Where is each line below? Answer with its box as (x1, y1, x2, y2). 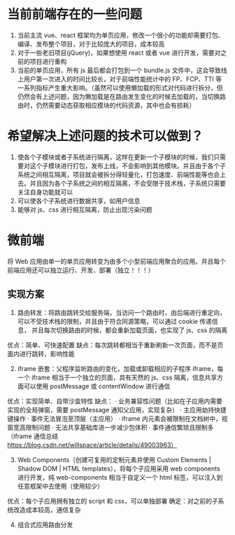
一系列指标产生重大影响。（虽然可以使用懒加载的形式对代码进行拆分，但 (17, 83, 223, 92)
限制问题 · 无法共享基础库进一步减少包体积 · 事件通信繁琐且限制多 (25, 423, 214, 431)
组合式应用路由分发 (17, 520, 73, 529)
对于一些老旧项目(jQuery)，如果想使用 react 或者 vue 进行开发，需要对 (17, 48, 221, 57)
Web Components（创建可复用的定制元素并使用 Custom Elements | (17, 455, 211, 463)
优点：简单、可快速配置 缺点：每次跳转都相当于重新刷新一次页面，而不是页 (7, 341, 224, 349)
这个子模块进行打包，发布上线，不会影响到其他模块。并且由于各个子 (29, 161, 226, 170)
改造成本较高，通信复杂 (13, 506, 81, 514)
